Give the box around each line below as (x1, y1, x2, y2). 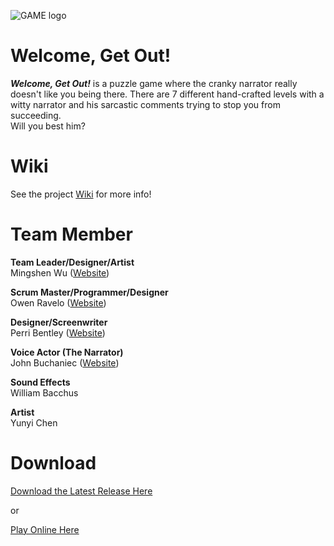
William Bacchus (10, 386, 79, 399)
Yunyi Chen (10, 416, 58, 429)
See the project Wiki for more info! (10, 188, 152, 200)
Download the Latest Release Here (10, 485, 153, 497)
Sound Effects (10, 376, 71, 388)
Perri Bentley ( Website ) (10, 326, 106, 339)
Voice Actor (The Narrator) (10, 346, 124, 358)
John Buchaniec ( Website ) (10, 356, 120, 369)
